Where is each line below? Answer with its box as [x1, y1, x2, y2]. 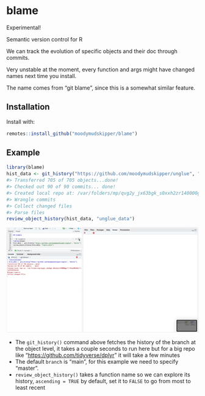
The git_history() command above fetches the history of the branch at [15, 339, 196, 346]
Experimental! [6, 24, 41, 31]
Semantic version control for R [6, 35, 83, 43]
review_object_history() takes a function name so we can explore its [15, 371, 190, 378]
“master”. [15, 364, 39, 372]
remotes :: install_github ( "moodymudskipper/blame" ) [6, 131, 138, 137]
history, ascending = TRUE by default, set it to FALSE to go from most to [15, 378, 191, 385]
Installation [6, 102, 50, 112]
